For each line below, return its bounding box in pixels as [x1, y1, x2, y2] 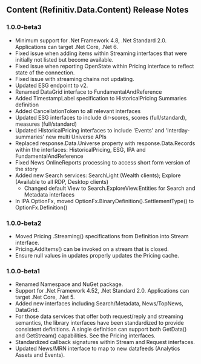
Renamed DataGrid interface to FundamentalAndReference [15, 88, 162, 96]
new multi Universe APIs [45, 133, 107, 140]
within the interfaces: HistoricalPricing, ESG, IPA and [15, 146, 147, 153]
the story [15, 165, 38, 172]
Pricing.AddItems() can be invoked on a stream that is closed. [15, 245, 170, 253]
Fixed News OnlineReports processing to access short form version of [15, 158, 191, 166]
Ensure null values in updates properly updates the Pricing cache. [15, 252, 180, 259]
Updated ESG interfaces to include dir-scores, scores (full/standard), [15, 114, 187, 121]
